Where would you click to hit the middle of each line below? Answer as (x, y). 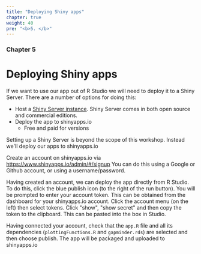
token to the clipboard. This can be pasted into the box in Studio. (86, 214)
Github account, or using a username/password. (66, 171)
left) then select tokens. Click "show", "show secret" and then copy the (94, 208)
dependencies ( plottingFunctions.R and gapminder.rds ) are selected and (97, 232)
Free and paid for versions (56, 128)
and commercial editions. (46, 115)
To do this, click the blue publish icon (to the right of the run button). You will (101, 189)
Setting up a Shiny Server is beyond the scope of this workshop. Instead (95, 140)
